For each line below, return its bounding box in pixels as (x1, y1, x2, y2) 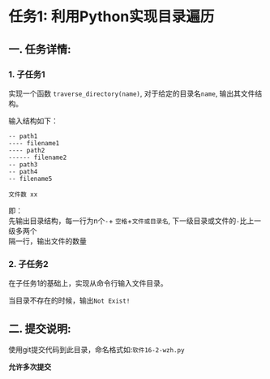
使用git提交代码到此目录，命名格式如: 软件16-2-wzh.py (8, 344, 185, 354)
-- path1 (8, 131, 38, 140)
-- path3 (8, 160, 38, 169)
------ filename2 (8, 153, 67, 162)
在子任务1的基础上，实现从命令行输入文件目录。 (8, 278, 168, 288)
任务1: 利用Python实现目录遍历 (8, 7, 215, 26)
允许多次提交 (8, 362, 51, 372)
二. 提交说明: (8, 321, 71, 335)
